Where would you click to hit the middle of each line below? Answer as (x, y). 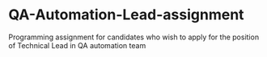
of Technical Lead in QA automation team (77, 45)
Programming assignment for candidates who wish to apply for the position (134, 37)
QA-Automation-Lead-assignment (126, 15)
